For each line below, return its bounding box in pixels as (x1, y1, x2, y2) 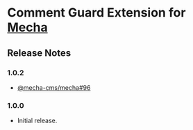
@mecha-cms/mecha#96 (17, 83, 91, 91)
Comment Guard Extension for (7, 5, 186, 21)
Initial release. (17, 116, 58, 125)
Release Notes (7, 47, 72, 59)
